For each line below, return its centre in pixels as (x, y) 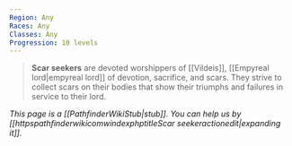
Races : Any (30, 26)
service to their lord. (69, 97)
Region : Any (31, 17)
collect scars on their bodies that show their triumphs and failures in (157, 87)
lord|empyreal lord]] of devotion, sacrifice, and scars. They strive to (156, 78)
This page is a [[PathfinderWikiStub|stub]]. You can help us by (125, 114)
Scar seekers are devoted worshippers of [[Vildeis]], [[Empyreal (150, 68)
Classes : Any (34, 34)
